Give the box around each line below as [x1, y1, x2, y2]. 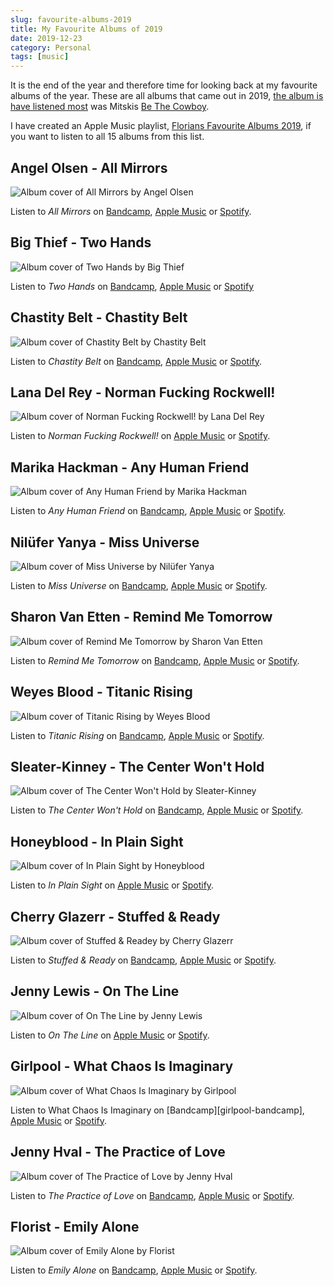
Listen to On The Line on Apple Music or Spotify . [10, 1029, 210, 1041]
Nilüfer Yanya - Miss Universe [10, 534, 200, 551]
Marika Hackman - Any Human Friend [10, 459, 250, 476]
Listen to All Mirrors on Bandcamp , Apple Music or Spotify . [10, 205, 252, 217]
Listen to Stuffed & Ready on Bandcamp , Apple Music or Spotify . [10, 954, 277, 966]
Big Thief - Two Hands [10, 234, 152, 251]
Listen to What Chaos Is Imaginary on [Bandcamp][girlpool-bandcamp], [10, 1104, 305, 1116]
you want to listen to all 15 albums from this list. [10, 131, 205, 143]
